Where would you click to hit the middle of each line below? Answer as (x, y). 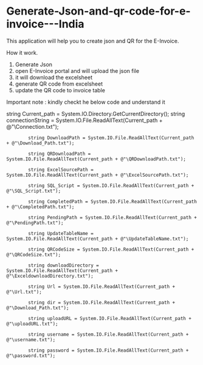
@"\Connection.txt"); (33, 126)
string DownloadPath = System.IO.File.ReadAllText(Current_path (111, 138)
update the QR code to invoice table (60, 90)
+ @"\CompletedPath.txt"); (40, 207)
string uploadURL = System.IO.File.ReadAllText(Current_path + (110, 318)
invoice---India (45, 24)
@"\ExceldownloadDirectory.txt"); (50, 276)
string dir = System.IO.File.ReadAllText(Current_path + (101, 302)
